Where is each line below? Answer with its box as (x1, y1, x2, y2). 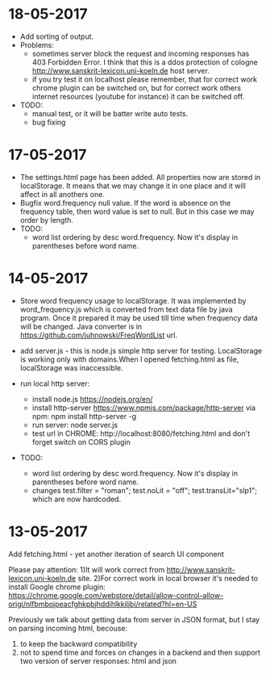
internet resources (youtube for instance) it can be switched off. (31, 91, 245, 101)
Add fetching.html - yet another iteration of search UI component (8, 549, 224, 559)
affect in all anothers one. (19, 189, 105, 199)
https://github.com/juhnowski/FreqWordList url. (19, 330, 178, 340)
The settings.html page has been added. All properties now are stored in (19, 172, 261, 182)
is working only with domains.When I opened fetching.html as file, (19, 354, 239, 364)
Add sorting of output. (19, 31, 94, 41)
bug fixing (31, 117, 66, 127)
